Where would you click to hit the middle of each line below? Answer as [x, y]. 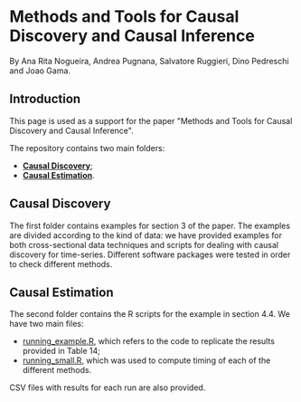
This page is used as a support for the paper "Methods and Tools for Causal [151, 120]
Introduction [45, 99]
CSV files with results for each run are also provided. [108, 388]
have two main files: [47, 324]
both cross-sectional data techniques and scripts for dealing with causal [144, 244]
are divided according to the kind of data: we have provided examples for [146, 235]
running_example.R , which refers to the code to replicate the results [149, 341]
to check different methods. [61, 263]
